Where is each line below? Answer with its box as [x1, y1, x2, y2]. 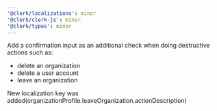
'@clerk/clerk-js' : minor [7, 16, 81, 23]
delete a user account [16, 69, 79, 77]
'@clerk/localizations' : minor [7, 10, 97, 17]
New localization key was [7, 89, 79, 97]
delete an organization [16, 62, 81, 70]
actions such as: [7, 48, 53, 57]
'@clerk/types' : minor [7, 22, 72, 29]
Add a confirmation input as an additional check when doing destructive [7, 42, 210, 50]
